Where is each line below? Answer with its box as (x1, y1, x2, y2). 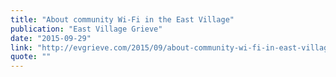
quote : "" (10, 52, 52, 62)
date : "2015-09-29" (10, 33, 92, 43)
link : (10, 42, 33, 53)
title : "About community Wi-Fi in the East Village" (10, 14, 235, 25)
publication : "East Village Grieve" (10, 24, 163, 34)
